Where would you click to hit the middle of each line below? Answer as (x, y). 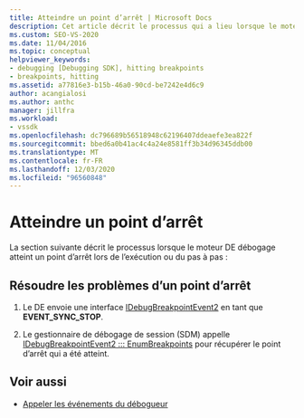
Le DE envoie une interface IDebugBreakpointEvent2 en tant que (143, 307)
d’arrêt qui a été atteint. (66, 353)
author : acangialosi (48, 93)
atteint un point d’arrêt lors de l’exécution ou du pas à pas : (119, 257)
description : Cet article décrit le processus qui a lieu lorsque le (143, 26)
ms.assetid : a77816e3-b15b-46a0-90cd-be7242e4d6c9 (107, 85)
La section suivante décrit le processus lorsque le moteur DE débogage (142, 247)
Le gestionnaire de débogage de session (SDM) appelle (126, 334)
